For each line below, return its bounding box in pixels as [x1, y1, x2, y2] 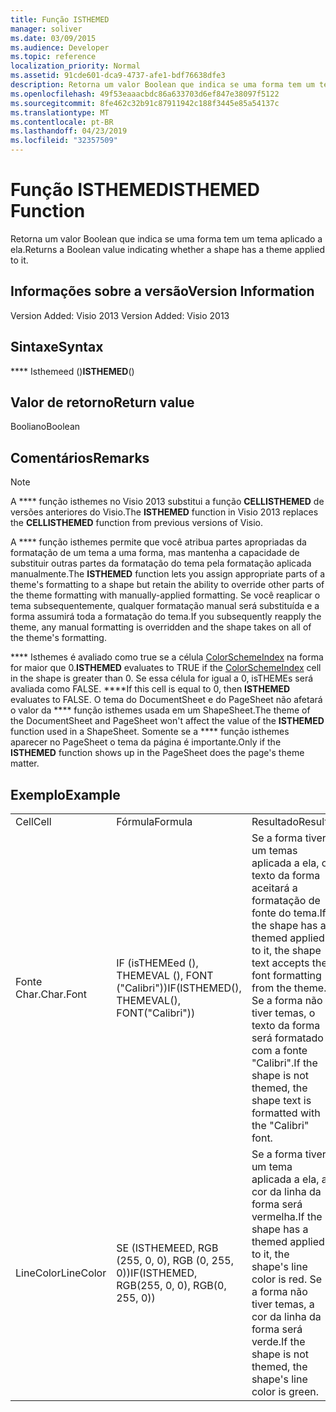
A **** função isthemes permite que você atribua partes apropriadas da [10, 536, 307, 548]
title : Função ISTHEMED [10, 14, 110, 25]
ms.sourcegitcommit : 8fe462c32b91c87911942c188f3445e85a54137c [10, 98, 280, 108]
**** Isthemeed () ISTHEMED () [10, 365, 135, 377]
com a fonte [251, 1044, 308, 1057]
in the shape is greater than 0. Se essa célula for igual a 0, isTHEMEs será [10, 672, 314, 685]
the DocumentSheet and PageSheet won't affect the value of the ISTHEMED [10, 715, 325, 727]
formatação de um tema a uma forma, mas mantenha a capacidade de [10, 547, 300, 559]
